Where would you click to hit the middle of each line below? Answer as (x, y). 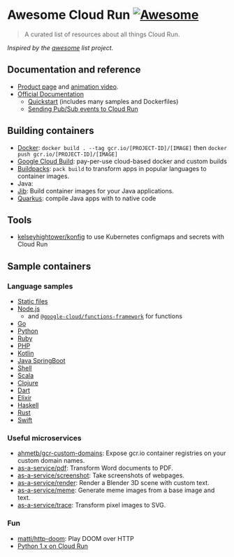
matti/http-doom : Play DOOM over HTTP (75, 538)
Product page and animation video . (68, 87)
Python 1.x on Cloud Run (53, 546)
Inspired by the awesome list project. (60, 47)
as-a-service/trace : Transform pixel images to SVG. (92, 505)
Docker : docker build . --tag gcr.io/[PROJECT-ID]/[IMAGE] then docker (122, 147)
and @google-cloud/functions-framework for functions (105, 316)
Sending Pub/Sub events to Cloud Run (83, 109)
